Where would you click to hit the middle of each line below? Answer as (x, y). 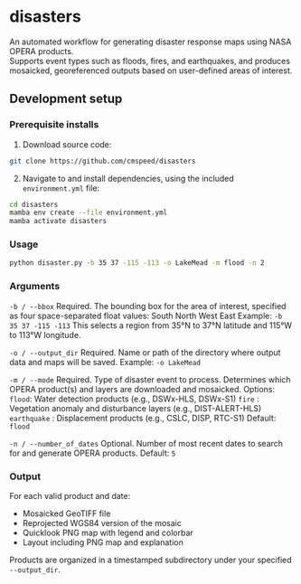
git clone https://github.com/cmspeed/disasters (103, 161)
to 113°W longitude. (45, 334)
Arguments (35, 287)
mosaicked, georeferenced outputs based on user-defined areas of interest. (151, 71)
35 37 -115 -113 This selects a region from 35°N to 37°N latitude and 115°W (150, 325)
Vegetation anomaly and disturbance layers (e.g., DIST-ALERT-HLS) (136, 408)
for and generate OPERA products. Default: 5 (93, 453)
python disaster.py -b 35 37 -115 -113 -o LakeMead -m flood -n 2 (137, 263)
